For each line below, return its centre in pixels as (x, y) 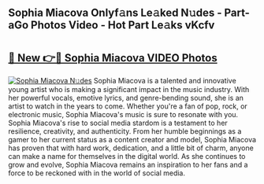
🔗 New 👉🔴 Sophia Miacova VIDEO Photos (113, 58)
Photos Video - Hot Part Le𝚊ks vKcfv (123, 26)
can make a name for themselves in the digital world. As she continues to (127, 156)
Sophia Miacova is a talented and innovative (165, 81)
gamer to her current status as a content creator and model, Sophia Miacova (132, 140)
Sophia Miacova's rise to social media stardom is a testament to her (118, 123)
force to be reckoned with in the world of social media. (97, 173)
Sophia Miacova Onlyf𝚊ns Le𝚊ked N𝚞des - (115, 13)
